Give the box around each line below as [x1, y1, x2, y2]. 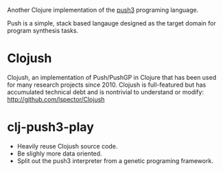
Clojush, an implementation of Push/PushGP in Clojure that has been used [7, 73, 217, 81]
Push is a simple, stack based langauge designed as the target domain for [7, 19, 216, 27]
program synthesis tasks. [7, 27, 79, 34]
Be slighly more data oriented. [16, 149, 102, 158]
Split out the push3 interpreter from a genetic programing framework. [16, 156, 214, 164]
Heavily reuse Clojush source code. [16, 142, 118, 150]
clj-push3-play [7, 120, 94, 135]
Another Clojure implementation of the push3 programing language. [7, 6, 199, 14]
